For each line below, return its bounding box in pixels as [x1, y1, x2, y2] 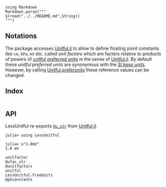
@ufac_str [5, 160, 26, 165]
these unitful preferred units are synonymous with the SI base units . [5, 61, 146, 67]
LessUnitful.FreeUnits [5, 173, 53, 178]
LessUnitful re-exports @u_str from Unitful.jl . [5, 123, 97, 129]
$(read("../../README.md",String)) [5, 14, 80, 19]
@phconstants [5, 177, 33, 182]
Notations [5, 32, 37, 41]
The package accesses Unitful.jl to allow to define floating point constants [5, 45, 159, 51]
